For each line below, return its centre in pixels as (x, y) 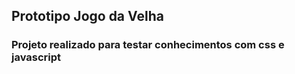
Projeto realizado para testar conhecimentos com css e (148, 45)
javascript (36, 57)
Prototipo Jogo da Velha (87, 16)
